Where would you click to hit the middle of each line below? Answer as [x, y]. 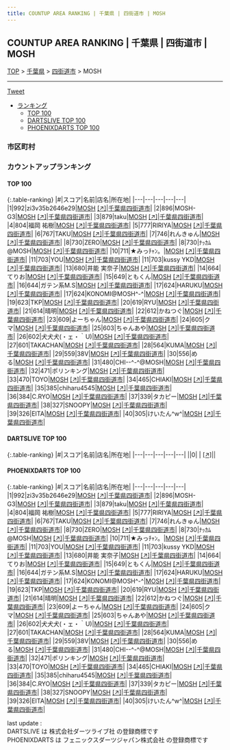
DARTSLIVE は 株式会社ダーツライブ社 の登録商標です [83, 731]
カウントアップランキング [49, 167]
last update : [25, 723]
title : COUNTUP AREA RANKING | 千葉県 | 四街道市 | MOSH [86, 13]
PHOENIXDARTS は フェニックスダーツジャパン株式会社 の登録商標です [108, 740]
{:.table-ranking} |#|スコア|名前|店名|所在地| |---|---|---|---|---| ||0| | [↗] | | [112, 454]
